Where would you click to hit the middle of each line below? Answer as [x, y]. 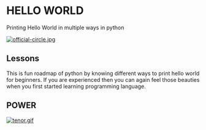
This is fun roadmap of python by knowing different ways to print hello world [103, 73]
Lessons [23, 59]
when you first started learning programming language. [76, 86]
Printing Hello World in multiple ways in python [65, 27]
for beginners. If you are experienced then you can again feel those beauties [103, 79]
